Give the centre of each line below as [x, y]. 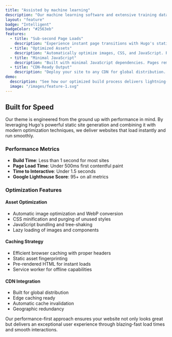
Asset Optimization [26, 202]
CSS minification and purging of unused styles [62, 219]
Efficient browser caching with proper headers [62, 253]
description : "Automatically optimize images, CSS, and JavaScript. [89, 53]
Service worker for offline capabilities [52, 269]
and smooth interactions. [31, 330]
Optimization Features [34, 190]
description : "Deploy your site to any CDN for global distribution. [90, 72]
